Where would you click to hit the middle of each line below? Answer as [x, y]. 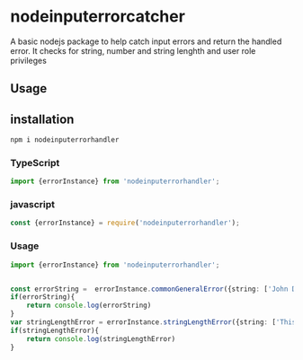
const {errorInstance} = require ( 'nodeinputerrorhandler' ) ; [125, 223]
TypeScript [35, 162]
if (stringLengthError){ [55, 330]
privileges [29, 60]
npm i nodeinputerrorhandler [65, 140]
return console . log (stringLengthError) [101, 338]
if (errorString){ [43, 297]
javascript [33, 205]
